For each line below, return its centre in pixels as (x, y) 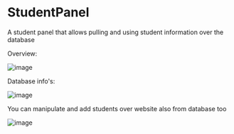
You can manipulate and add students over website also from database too (117, 108)
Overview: (22, 53)
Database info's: (31, 81)
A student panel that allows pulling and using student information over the (116, 32)
